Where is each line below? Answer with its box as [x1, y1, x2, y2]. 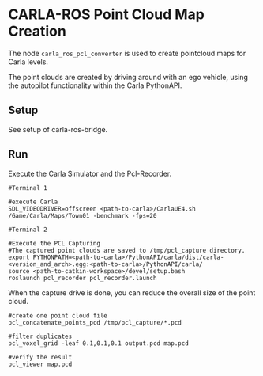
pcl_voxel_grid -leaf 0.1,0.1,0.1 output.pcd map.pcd [8, 339, 190, 348]
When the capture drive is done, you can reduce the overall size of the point [8, 287, 256, 298]
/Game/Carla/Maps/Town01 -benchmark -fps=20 [8, 211, 157, 219]
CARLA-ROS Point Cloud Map [8, 6, 205, 24]
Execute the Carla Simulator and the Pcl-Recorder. [8, 169, 172, 178]
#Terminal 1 [8, 184, 47, 192]
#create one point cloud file [8, 311, 108, 320]
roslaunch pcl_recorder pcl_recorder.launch [8, 274, 157, 282]
